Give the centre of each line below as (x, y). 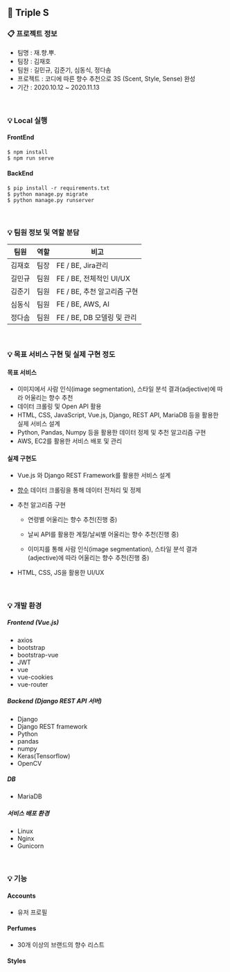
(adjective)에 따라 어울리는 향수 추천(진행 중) (88, 558)
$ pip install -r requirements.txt (59, 188)
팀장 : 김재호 (34, 61)
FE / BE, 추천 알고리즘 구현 (97, 292)
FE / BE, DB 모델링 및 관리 (97, 318)
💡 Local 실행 (27, 120)
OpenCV (29, 763)
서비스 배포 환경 (28, 814)
